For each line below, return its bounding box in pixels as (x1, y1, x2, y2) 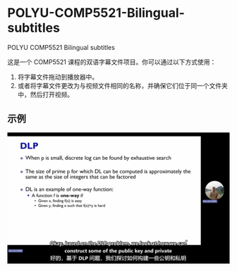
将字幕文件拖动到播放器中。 (17, 73, 99, 81)
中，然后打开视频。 (17, 90, 74, 99)
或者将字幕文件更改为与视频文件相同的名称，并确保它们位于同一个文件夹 (17, 81, 228, 89)
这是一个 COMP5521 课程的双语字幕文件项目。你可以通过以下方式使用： (7, 58, 217, 66)
